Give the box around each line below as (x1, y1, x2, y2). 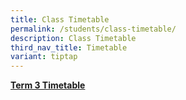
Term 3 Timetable (10, 79, 86, 91)
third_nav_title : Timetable (10, 42, 128, 53)
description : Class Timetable (10, 33, 137, 43)
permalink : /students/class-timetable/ (10, 24, 177, 34)
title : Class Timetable (10, 14, 110, 25)
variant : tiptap (10, 52, 78, 62)
